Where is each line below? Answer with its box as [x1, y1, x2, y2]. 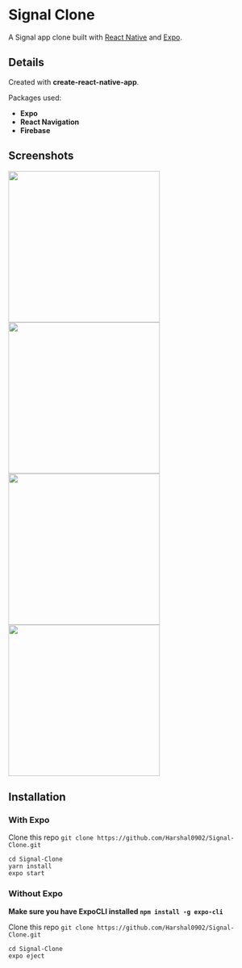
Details [8, 56, 44, 69]
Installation [8, 790, 66, 803]
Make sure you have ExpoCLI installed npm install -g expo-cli [8, 906, 223, 916]
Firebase [19, 125, 51, 135]
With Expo [8, 814, 50, 825]
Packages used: [8, 93, 62, 102]
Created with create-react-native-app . [8, 77, 140, 86]
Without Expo [8, 888, 63, 899]
